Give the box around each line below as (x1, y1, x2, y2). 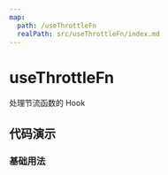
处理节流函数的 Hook (9, 98, 86, 109)
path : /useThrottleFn (17, 21, 97, 30)
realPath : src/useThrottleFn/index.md (17, 29, 161, 38)
